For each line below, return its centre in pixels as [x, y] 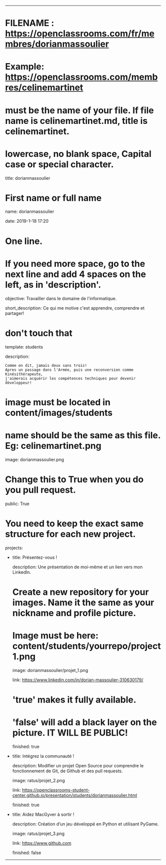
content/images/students [59, 413]
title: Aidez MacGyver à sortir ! [43, 814]
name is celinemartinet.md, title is [76, 121]
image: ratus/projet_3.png [39, 833]
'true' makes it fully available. [74, 700]
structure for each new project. [70, 534]
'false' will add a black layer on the [84, 722]
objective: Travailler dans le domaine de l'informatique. [61, 298]
